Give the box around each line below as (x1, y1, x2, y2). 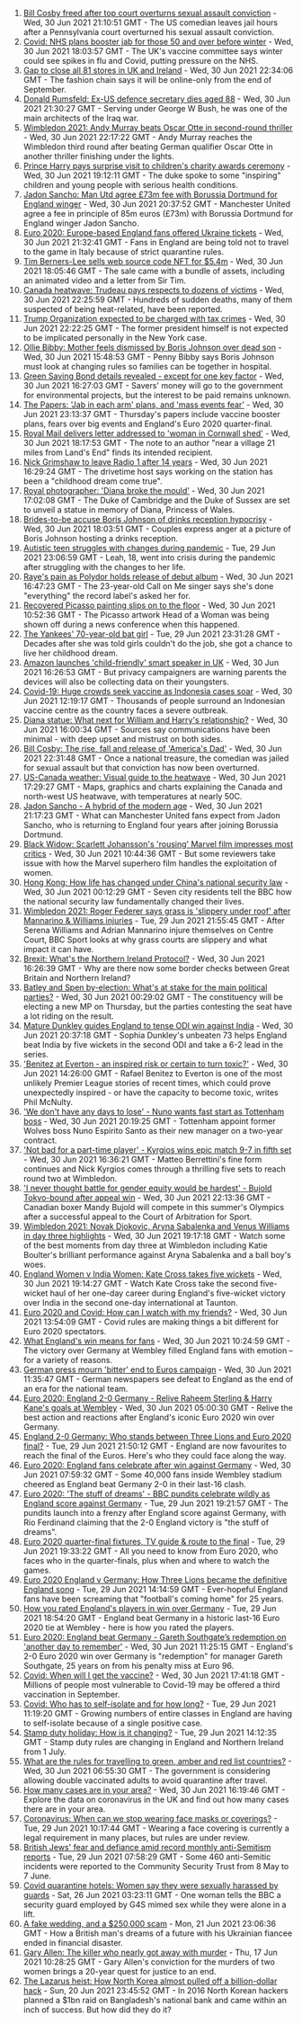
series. (22, 1049, 49, 1059)
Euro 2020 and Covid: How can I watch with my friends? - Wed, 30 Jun (22, 1307, 288, 1317)
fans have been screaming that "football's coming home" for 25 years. (22, 1593, 284, 1604)
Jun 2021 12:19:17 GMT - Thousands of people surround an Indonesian (22, 696, 286, 706)
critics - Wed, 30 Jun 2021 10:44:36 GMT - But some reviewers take (22, 849, 277, 859)
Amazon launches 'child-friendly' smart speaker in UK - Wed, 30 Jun (22, 657, 280, 668)
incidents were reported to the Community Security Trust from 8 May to (22, 1861, 289, 1871)
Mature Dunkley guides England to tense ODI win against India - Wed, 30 (22, 1021, 294, 1030)
